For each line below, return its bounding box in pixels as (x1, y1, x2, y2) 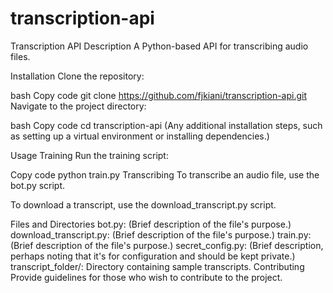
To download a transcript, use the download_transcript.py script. (10, 198, 277, 211)
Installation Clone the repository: (10, 70, 145, 82)
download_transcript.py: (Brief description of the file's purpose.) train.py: (10, 228, 312, 241)
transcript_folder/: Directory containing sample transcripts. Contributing (10, 260, 305, 272)
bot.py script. (10, 179, 66, 191)
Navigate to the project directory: (10, 100, 147, 112)
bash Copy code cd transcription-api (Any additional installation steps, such (10, 119, 323, 131)
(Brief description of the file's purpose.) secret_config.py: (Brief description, (10, 239, 324, 251)
